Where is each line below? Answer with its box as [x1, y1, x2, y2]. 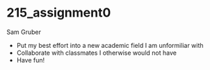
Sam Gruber [6, 28, 42, 36]
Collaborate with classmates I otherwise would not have [16, 49, 177, 57]
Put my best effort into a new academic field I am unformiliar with [16, 41, 204, 49]
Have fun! [16, 55, 45, 64]
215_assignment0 [6, 5, 111, 21]
